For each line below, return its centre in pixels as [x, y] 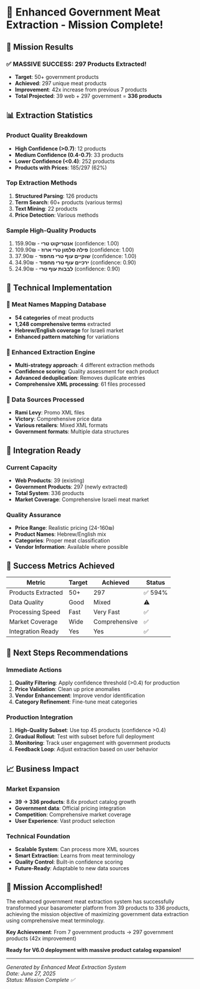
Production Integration [40, 717]
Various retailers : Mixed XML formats [61, 425]
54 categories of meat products [54, 317]
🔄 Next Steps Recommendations [67, 652]
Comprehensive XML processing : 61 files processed [80, 384]
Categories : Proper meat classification [62, 540]
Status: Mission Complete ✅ [41, 980]
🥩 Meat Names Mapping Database [56, 305]
